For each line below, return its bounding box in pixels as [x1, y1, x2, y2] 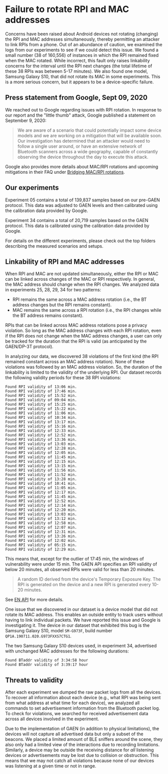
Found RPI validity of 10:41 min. [5, 481, 77, 486]
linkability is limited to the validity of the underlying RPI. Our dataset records [5, 369, 161, 375]
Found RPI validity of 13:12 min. [5, 516, 77, 521]
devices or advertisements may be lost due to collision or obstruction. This [5, 752, 159, 758]
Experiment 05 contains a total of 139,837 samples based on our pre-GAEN [5, 197, 160, 203]
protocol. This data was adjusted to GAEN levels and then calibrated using [5, 202, 158, 208]
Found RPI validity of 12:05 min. [5, 451, 77, 456]
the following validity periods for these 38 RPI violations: [5, 375, 121, 381]
